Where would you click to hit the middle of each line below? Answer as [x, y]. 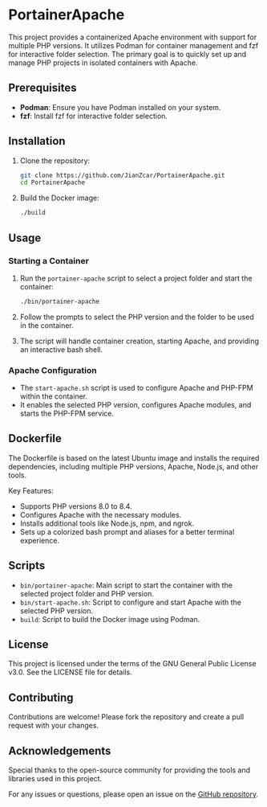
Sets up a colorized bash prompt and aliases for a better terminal [127, 531]
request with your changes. [53, 726]
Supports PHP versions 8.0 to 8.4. [76, 506]
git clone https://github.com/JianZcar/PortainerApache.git [122, 175]
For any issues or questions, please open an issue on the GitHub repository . [133, 794]
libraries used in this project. [55, 779]
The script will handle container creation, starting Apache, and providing [139, 341]
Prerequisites [42, 88]
